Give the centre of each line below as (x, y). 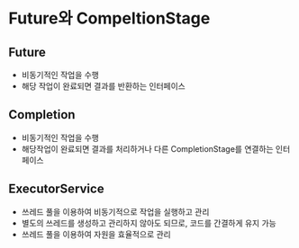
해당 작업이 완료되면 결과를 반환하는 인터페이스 (103, 86)
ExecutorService (56, 189)
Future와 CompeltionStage (109, 18)
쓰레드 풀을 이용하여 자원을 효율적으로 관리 (96, 234)
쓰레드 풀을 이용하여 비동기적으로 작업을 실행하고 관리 (115, 211)
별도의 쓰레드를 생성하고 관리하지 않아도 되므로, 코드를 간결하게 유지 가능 (149, 223)
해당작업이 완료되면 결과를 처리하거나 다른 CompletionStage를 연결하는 (147, 148)
